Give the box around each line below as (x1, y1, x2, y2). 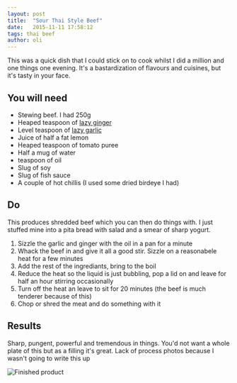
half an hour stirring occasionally (17, 277, 114, 285)
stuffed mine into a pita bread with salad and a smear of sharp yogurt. (7, 225, 211, 234)
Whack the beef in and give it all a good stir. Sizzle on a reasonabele (17, 246, 217, 255)
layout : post (7, 10, 46, 18)
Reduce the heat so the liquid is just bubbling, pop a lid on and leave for (17, 269, 227, 277)
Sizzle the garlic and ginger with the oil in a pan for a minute (17, 239, 193, 248)
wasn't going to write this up (7, 354, 91, 362)
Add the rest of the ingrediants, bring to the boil (17, 262, 157, 270)
